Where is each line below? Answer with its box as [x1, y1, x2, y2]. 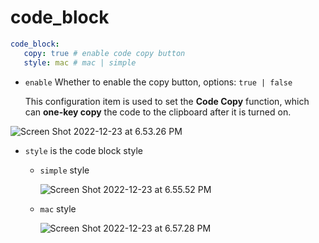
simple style [39, 164, 90, 176]
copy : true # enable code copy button [23, 48, 186, 58]
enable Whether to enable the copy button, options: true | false [24, 76, 293, 88]
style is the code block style [24, 144, 143, 156]
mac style [39, 202, 77, 215]
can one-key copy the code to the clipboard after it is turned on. [24, 106, 292, 118]
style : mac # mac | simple [23, 57, 137, 68]
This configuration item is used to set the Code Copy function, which [24, 95, 310, 107]
